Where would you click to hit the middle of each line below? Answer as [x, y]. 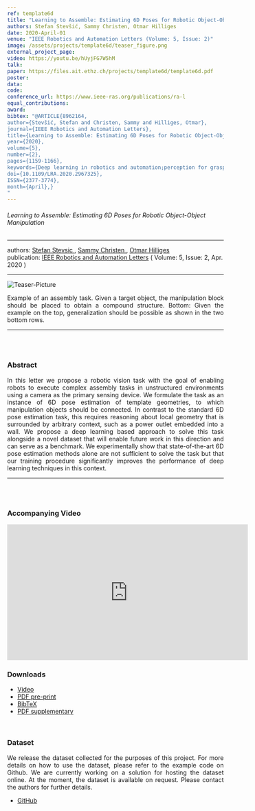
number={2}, [24, 155]
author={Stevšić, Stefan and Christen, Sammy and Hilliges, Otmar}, [107, 122]
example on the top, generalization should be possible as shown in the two [115, 313]
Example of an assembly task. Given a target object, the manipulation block [115, 298]
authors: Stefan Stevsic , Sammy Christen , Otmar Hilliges [88, 250]
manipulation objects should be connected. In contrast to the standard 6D [115, 409]
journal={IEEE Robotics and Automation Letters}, [80, 129]
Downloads [26, 674]
